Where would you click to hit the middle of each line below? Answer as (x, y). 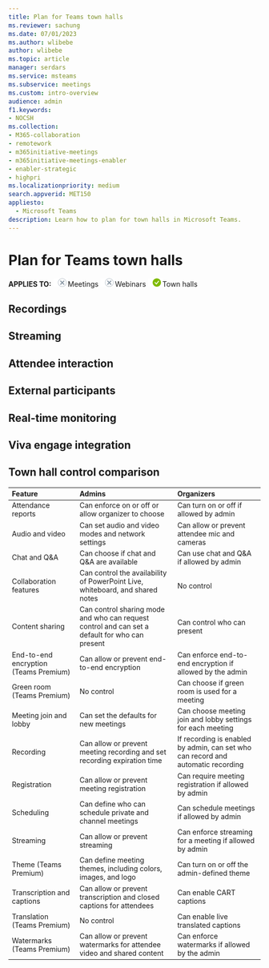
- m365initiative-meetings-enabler (68, 160)
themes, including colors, (121, 869)
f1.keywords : (30, 110)
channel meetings (109, 821)
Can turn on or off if (210, 505)
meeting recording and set (123, 752)
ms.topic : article (39, 59)
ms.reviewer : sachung (44, 25)
